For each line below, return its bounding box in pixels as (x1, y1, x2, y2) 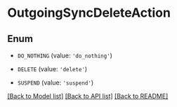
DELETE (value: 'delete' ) (17, 65, 88, 73)
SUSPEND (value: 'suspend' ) (17, 78, 93, 87)
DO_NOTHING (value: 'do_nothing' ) (17, 51, 112, 59)
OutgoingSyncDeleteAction (7, 5, 171, 21)
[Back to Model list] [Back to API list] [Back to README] (7, 92, 169, 100)
